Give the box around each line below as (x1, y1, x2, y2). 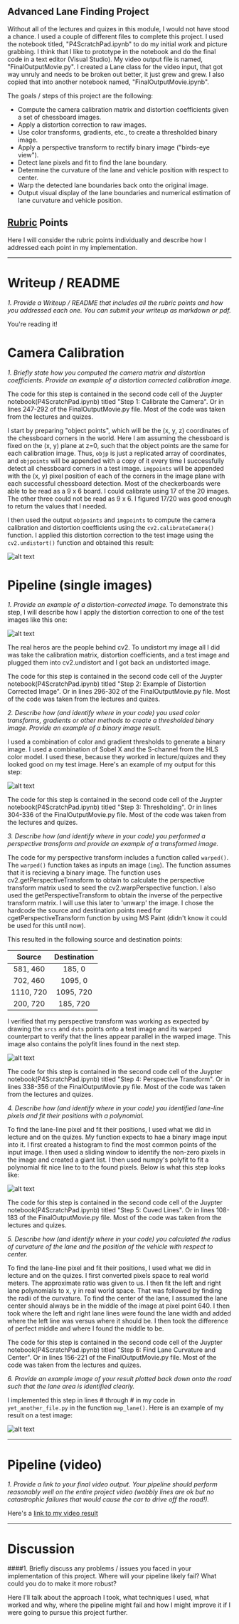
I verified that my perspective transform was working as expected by (7, 1017, 209, 1026)
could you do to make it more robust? (7, 1579, 117, 1588)
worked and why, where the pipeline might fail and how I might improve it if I (7, 1600, 231, 1609)
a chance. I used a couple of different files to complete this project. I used (7, 32, 224, 41)
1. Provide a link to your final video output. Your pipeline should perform (7, 1480, 218, 1489)
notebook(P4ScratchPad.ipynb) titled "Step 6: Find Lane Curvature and (7, 1345, 216, 1354)
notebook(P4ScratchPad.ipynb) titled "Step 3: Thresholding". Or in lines (7, 803, 218, 811)
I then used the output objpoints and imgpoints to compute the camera (7, 516, 216, 524)
